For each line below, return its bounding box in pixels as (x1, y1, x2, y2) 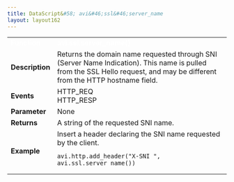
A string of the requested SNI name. (56, 117, 174, 127)
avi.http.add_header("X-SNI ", (56, 152, 161, 160)
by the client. (56, 138, 100, 147)
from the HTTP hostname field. (56, 75, 158, 85)
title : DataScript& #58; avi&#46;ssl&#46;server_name (7, 10, 164, 17)
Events (10, 91, 35, 101)
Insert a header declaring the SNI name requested (56, 129, 221, 139)
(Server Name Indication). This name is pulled (56, 58, 207, 67)
